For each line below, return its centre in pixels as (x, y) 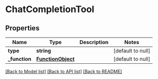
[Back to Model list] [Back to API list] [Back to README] (64, 71)
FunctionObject (56, 59)
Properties (22, 28)
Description (94, 42)
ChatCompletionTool (50, 9)
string (44, 51)
